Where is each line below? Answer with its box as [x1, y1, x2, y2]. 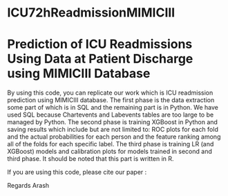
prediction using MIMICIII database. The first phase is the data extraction [7, 96, 215, 104]
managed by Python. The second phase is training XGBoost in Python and [7, 118, 218, 126]
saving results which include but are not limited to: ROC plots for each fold [7, 126, 219, 134]
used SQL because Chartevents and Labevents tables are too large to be [7, 110, 214, 119]
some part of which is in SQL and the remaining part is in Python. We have [7, 104, 219, 112]
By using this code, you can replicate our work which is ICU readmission [7, 88, 213, 97]
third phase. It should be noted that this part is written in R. [7, 155, 174, 163]
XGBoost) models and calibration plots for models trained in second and [7, 147, 212, 156]
